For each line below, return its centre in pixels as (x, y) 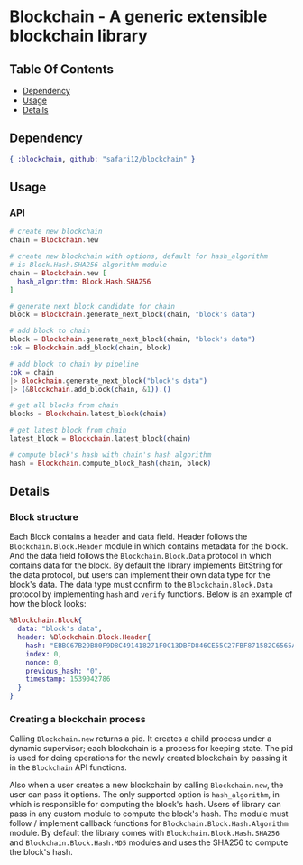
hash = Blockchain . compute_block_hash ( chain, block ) (110, 463)
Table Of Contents (62, 69)
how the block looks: (48, 604)
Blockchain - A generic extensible (138, 17)
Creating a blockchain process (78, 719)
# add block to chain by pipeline (74, 364)
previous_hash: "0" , (64, 671)
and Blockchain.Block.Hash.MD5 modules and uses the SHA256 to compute (149, 842)
